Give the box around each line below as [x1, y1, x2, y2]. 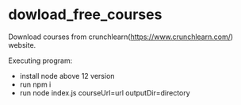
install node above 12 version [19, 71, 115, 80]
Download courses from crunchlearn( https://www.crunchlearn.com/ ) [8, 32, 234, 41]
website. [8, 40, 36, 49]
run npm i [19, 80, 52, 89]
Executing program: [8, 56, 73, 65]
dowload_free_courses [8, 6, 163, 24]
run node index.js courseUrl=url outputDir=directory [19, 87, 190, 97]
